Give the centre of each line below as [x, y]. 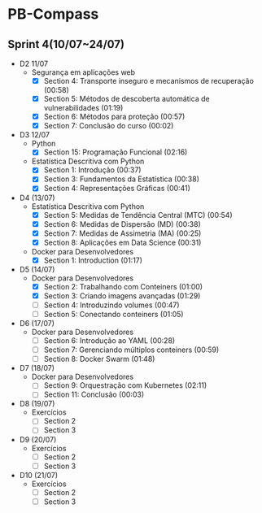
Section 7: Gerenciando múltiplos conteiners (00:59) [131, 350]
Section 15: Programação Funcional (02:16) [116, 152]
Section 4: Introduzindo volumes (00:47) [111, 305]
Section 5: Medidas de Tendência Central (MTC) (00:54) [138, 215]
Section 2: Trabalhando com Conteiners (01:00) [123, 286]
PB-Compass [53, 14]
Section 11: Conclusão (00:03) [94, 394]
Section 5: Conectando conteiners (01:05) [114, 314]
